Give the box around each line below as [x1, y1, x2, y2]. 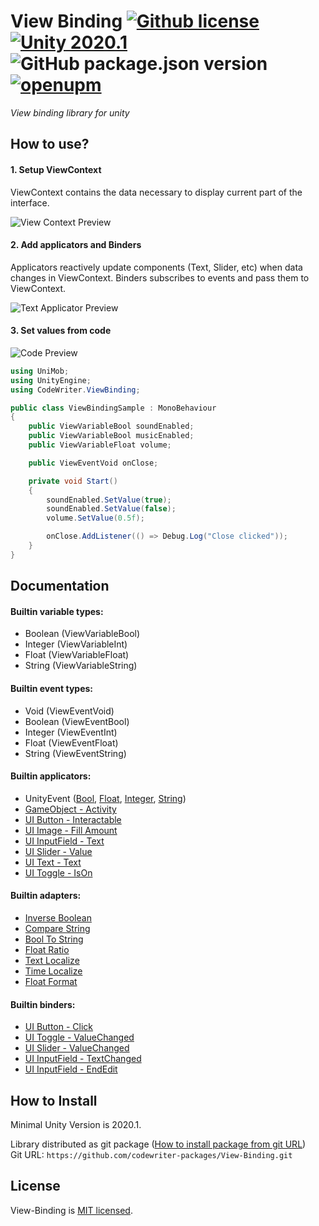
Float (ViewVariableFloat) [24, 649, 130, 661]
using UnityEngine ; [10, 375, 92, 385]
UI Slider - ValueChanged [24, 1042, 130, 1054]
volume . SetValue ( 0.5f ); [46, 513, 145, 524]
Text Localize [24, 955, 80, 967]
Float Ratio [24, 944, 70, 956]
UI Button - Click [24, 1021, 94, 1033]
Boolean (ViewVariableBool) [24, 628, 141, 640]
